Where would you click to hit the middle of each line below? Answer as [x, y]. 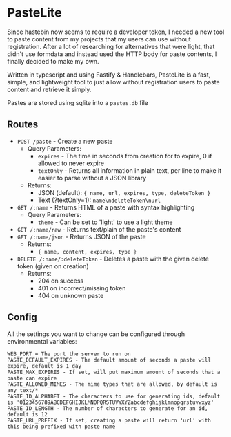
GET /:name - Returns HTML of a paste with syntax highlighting [106, 207]
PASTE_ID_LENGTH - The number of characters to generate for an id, [108, 408]
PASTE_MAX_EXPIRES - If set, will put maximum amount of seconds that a [114, 372]
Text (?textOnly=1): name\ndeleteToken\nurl [99, 200]
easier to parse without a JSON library [92, 178]
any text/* [23, 390]
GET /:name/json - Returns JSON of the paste [81, 236]
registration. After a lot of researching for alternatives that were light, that [111, 46]
